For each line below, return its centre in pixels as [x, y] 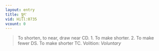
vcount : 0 [16, 24]
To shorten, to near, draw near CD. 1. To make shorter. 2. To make [86, 38]
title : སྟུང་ [16, 14]
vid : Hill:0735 [21, 19]
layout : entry [20, 10]
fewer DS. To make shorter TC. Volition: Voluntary [69, 43]
